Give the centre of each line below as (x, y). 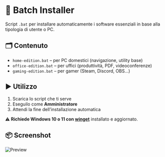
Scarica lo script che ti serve (42, 98)
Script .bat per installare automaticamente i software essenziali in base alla (83, 24)
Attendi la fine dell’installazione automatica (56, 109)
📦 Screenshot (28, 135)
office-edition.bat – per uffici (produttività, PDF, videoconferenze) (82, 65)
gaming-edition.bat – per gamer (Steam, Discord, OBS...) (71, 71)
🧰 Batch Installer (40, 10)
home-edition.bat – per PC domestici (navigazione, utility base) (77, 60)
